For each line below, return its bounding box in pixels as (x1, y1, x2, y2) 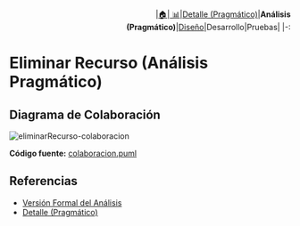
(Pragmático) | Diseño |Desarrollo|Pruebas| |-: (126, 22, 291, 32)
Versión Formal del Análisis (21, 197, 122, 208)
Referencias (9, 174, 79, 189)
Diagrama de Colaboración (9, 107, 161, 122)
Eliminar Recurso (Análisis (9, 53, 208, 73)
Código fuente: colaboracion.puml (9, 148, 137, 158)
